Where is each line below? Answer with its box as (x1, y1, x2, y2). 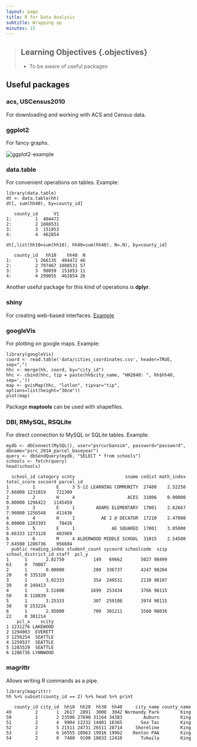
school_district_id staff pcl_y (6, 551, 88, 558)
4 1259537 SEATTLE (6, 639, 54, 645)
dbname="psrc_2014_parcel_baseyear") (6, 448, 99, 454)
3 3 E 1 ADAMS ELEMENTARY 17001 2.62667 (6, 505, 186, 511)
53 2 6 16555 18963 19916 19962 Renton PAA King (6, 730, 192, 736)
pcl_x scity (17, 619, 54, 625)
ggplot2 (6, 125, 29, 134)
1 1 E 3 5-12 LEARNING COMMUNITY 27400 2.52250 (6, 484, 186, 490)
